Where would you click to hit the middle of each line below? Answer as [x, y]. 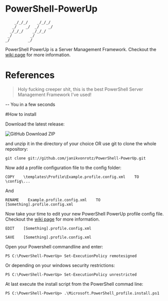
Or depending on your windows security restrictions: [60, 265]
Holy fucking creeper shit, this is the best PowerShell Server [80, 89]
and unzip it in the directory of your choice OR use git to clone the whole [81, 143]
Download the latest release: [35, 124]
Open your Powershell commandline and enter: [54, 246]
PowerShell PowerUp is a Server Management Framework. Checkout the [81, 49]
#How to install [21, 114]
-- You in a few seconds [30, 104]
